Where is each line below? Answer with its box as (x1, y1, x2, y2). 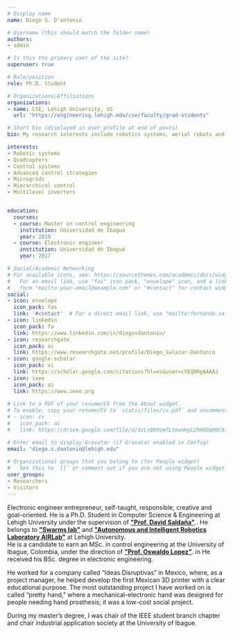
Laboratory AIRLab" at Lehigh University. (7, 533, 126, 541)
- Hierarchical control (7, 182, 76, 190)
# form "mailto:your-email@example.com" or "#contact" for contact (7, 284, 213, 292)
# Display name (7, 10, 51, 17)
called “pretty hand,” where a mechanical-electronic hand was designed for (7, 590, 224, 599)
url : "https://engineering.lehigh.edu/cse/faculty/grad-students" (13, 112, 209, 119)
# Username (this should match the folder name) (7, 29, 150, 36)
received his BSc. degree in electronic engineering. (7, 555, 154, 563)
